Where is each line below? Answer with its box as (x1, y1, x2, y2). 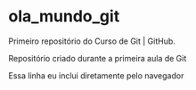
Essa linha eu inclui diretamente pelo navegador (8, 70, 184, 81)
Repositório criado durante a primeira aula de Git (8, 53, 187, 63)
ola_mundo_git (8, 6, 120, 27)
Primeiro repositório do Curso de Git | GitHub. (8, 36, 176, 46)
